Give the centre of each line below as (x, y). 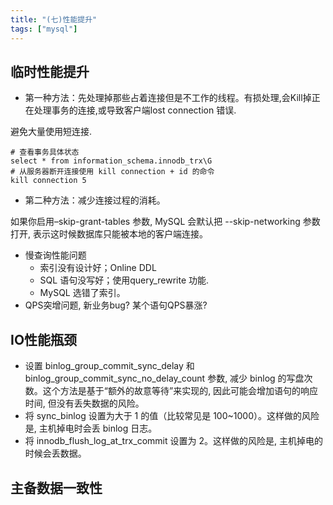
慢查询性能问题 (55, 255)
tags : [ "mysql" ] (44, 29)
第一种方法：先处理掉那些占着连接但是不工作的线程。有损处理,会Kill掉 (168, 98)
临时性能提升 (50, 71)
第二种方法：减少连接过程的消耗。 (95, 200)
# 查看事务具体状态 (45, 152)
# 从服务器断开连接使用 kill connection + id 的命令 (112, 172)
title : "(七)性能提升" (54, 19)
